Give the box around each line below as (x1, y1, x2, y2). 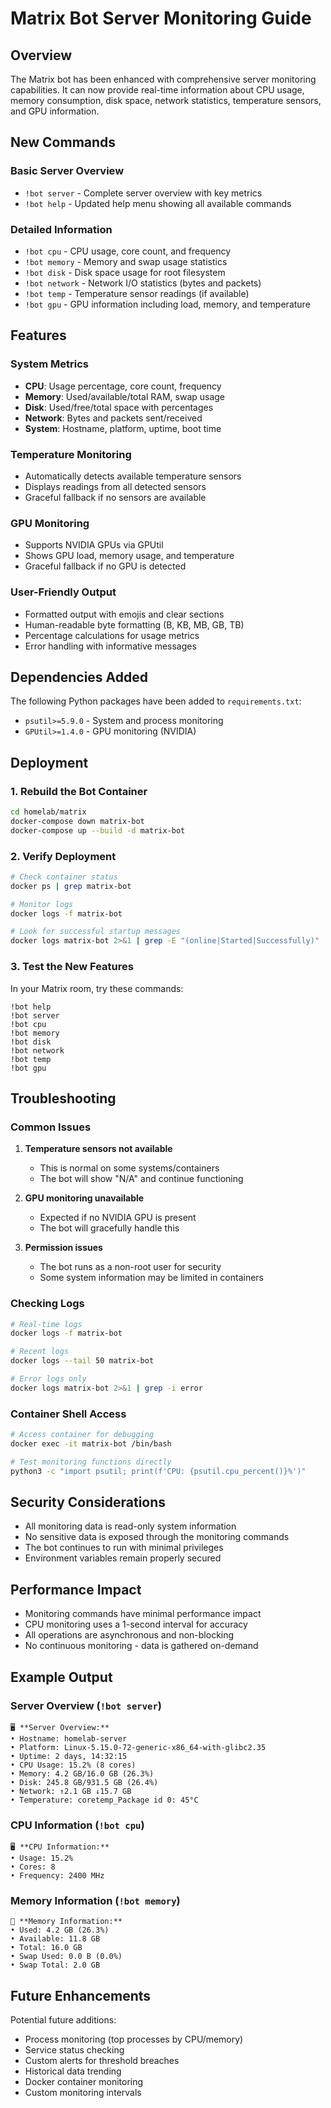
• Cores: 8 (10, 1862, 56, 1872)
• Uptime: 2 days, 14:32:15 (10, 1751, 128, 1761)
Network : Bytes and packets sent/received (24, 412, 203, 424)
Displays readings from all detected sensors (24, 480, 207, 492)
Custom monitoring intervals (24, 2087, 142, 2099)
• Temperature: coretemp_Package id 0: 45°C (10, 1795, 199, 1805)
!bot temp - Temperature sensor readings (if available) (24, 287, 250, 299)
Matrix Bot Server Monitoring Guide (10, 7, 312, 30)
